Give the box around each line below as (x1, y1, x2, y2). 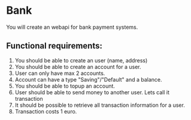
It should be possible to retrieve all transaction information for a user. (14, 101, 186, 109)
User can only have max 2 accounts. (14, 70, 105, 77)
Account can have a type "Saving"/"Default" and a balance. (14, 76, 163, 83)
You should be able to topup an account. (14, 82, 116, 89)
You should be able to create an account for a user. (14, 63, 142, 70)
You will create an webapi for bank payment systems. (6, 23, 138, 31)
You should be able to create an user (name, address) (14, 56, 148, 64)
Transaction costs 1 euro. (14, 107, 77, 115)
